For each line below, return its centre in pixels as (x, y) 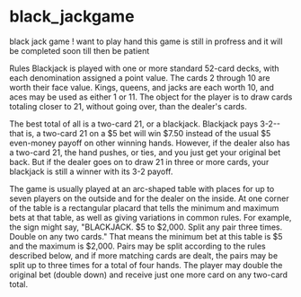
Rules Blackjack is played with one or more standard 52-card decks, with (145, 68)
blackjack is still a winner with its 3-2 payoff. (91, 171)
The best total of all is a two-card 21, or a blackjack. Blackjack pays (134, 124)
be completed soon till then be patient (80, 50)
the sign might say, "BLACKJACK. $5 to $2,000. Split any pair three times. (146, 227)
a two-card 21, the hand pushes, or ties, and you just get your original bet (145, 152)
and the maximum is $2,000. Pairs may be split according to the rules (138, 246)
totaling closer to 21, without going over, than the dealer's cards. (128, 106)
